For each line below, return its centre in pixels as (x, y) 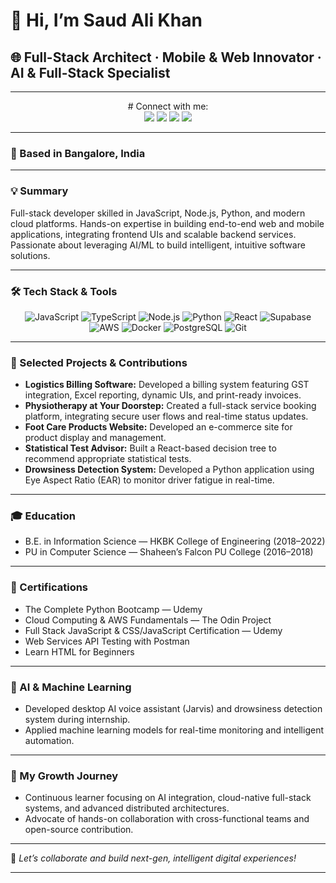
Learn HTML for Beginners (79, 651)
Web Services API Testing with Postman (107, 641)
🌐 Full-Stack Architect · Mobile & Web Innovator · (166, 57)
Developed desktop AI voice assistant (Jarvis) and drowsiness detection (173, 709)
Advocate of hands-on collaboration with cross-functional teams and (167, 819)
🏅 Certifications (49, 587)
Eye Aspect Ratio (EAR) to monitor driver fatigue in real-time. (149, 480)
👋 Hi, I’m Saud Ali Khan (106, 20)
